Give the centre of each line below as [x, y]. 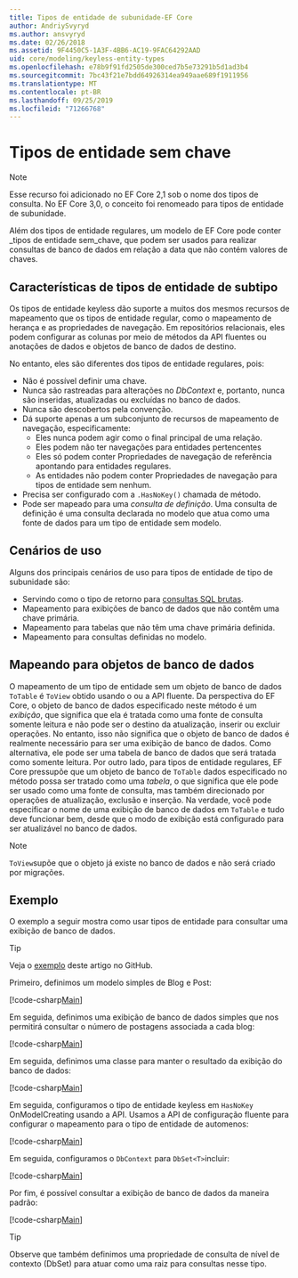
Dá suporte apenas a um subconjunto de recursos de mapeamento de [150, 419]
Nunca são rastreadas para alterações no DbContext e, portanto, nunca [153, 390]
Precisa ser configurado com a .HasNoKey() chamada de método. [141, 494]
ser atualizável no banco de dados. [73, 828]
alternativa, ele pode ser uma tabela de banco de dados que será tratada [143, 753]
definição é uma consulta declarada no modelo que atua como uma [145, 513]
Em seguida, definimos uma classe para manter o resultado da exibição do [146, 1062]
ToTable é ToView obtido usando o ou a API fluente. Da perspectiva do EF [142, 696]
